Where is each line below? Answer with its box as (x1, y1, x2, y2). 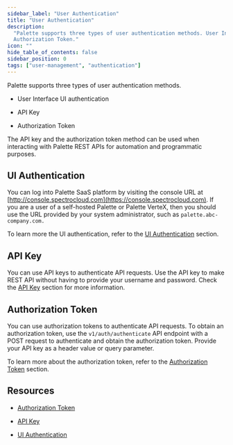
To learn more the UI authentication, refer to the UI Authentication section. (7, 230, 219, 238)
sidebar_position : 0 (7, 56, 67, 63)
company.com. (7, 218, 45, 225)
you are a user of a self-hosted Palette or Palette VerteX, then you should (7, 203, 216, 211)
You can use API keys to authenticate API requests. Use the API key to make (7, 268, 225, 277)
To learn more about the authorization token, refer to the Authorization (7, 357, 208, 366)
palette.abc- (180, 211, 218, 219)
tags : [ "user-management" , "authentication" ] (7, 62, 141, 69)
